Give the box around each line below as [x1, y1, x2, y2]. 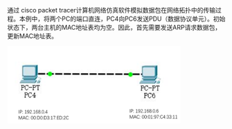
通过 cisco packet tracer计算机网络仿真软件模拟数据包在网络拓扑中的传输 [7, 6, 216, 14]
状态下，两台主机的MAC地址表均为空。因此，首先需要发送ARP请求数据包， [7, 23, 222, 31]
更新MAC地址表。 [7, 32, 58, 40]
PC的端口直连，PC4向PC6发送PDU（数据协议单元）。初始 [61, 14, 226, 23]
